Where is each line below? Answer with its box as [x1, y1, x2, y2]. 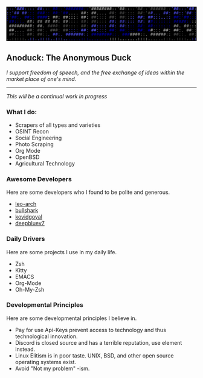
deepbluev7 [14, 220, 45, 227]
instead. [14, 345, 36, 353]
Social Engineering [14, 134, 62, 141]
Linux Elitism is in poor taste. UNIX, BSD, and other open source [14, 351, 174, 359]
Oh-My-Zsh [14, 286, 45, 293]
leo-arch [14, 200, 37, 208]
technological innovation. [14, 333, 78, 340]
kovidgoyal [14, 213, 42, 220]
